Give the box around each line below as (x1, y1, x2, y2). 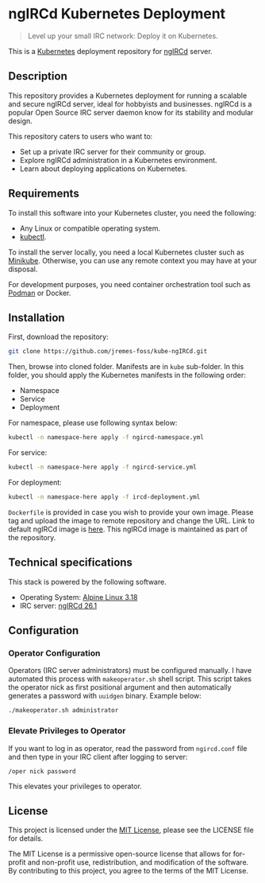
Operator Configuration (8, 648, 101, 659)
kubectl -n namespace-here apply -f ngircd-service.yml (8, 463, 197, 472)
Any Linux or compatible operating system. (19, 224, 161, 233)
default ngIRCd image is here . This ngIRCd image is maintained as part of (8, 524, 248, 534)
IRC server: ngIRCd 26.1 (19, 601, 98, 610)
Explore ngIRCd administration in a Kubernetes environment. (19, 155, 217, 165)
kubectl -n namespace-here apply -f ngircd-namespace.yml (8, 434, 204, 441)
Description (8, 69, 67, 84)
